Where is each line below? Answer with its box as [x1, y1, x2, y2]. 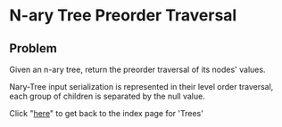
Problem [9, 41, 58, 56]
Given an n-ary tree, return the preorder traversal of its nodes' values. [9, 64, 266, 75]
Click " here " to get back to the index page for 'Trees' [9, 108, 203, 118]
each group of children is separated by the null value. [9, 91, 205, 101]
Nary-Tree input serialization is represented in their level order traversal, [9, 82, 274, 91]
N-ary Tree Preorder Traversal [9, 5, 237, 26]
